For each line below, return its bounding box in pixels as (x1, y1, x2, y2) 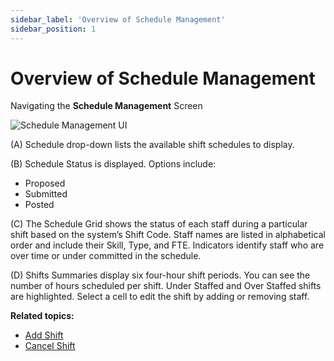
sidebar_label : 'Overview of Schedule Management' (10, 14, 226, 25)
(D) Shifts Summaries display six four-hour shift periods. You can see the (10, 269, 311, 281)
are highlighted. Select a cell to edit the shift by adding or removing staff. (10, 291, 310, 303)
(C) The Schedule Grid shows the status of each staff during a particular (10, 218, 308, 230)
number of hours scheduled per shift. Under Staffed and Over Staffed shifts (10, 280, 322, 292)
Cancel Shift (24, 340, 76, 352)
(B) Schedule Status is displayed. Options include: (10, 158, 217, 170)
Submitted (24, 188, 68, 200)
